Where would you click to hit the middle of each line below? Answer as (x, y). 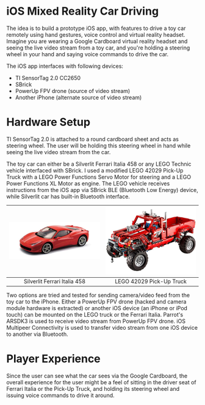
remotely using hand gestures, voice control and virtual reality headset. (96, 34)
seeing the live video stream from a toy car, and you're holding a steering (98, 48)
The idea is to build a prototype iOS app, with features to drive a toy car (96, 28)
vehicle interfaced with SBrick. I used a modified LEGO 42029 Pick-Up (95, 170)
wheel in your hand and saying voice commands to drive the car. (88, 54)
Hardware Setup (48, 122)
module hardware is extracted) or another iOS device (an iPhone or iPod (97, 308)
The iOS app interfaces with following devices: (65, 66)
